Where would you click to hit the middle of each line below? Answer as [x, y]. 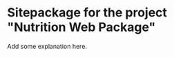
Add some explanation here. [47, 46]
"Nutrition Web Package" [81, 27]
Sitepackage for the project [87, 13]
